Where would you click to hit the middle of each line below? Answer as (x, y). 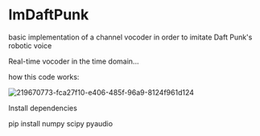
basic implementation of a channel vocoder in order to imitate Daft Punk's (130, 37)
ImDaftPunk (49, 15)
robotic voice (30, 45)
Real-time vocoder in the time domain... (74, 61)
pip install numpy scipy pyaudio (61, 123)
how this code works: (44, 76)
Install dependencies (43, 108)
